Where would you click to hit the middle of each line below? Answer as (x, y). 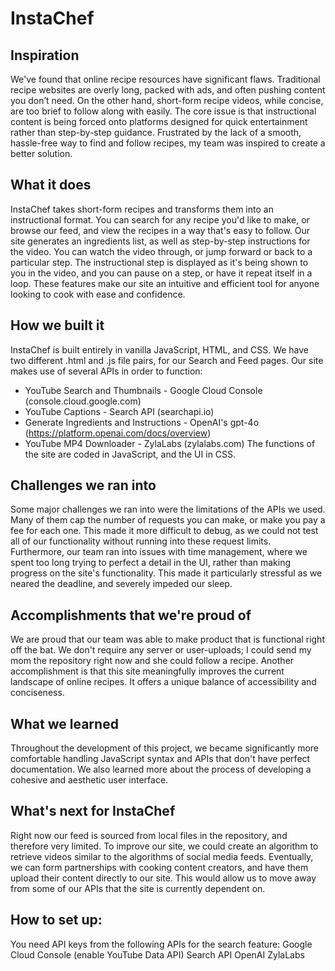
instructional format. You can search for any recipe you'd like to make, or (160, 219)
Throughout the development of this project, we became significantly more (164, 748)
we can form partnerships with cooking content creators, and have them (159, 867)
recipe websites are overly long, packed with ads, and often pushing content (168, 90)
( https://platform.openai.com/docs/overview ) (118, 433)
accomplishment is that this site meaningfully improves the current (147, 671)
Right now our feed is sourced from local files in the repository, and (149, 835)
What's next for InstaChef (93, 811)
